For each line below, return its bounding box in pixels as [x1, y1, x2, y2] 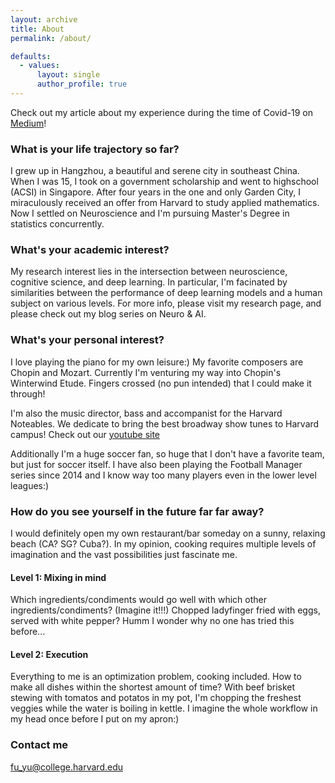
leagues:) [10, 479, 50, 491]
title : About [10, 24, 65, 34]
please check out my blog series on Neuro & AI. [10, 308, 207, 320]
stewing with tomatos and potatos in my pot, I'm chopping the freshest [10, 692, 302, 704]
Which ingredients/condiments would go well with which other [10, 594, 267, 606]
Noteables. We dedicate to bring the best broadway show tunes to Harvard [10, 417, 320, 430]
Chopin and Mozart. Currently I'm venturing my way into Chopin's [10, 366, 282, 378]
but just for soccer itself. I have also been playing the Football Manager [10, 458, 303, 470]
